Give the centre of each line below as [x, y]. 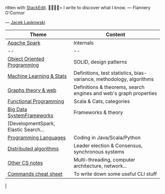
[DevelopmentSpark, [31, 123]
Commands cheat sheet [35, 174]
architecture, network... [100, 166]
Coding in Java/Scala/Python [107, 138]
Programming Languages [37, 138]
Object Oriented [26, 59]
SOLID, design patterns [100, 62]
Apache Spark [24, 43]
